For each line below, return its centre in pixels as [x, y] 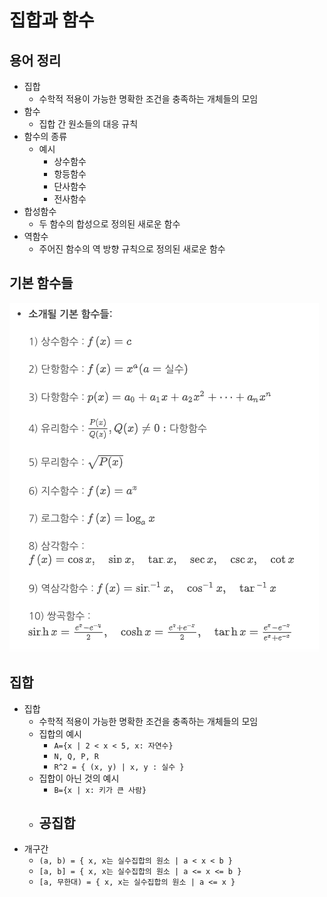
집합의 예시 [60, 733]
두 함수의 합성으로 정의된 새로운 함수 [109, 224]
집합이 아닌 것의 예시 [79, 778]
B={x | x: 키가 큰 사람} [100, 790]
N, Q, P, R [76, 756]
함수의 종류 [45, 136]
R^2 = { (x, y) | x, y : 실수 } [119, 767]
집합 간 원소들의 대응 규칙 [88, 124]
